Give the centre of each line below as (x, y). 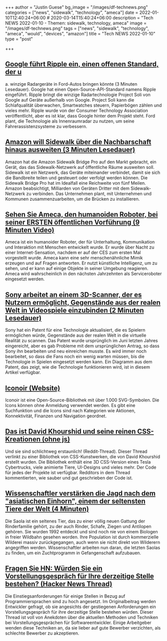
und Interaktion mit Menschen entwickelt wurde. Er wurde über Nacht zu (80, 247)
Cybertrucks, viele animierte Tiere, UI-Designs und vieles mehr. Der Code (81, 467)
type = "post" (19, 39)
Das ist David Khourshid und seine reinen (71, 432)
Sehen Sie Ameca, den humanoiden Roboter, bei (82, 214)
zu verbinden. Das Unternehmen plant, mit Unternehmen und (89, 193)
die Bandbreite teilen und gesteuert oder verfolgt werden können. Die (77, 178)
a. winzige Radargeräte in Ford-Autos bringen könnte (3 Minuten (71, 84)
